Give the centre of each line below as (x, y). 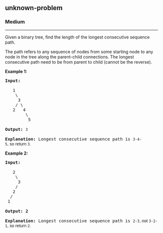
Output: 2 (16, 211)
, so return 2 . (19, 225)
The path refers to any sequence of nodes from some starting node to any (79, 52)
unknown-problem (34, 8)
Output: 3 (16, 129)
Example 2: (16, 153)
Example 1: (16, 71)
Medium (15, 22)
